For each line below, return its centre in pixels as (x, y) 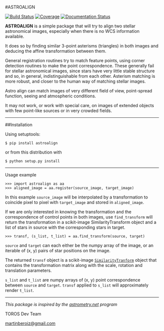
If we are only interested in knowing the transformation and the (68, 212)
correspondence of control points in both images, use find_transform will (79, 217)
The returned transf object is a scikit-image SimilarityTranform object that (81, 260)
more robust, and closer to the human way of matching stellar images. (75, 81)
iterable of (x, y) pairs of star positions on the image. (58, 251)
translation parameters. (29, 270)
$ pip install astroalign (31, 143)
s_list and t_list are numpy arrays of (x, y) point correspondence (73, 280)
